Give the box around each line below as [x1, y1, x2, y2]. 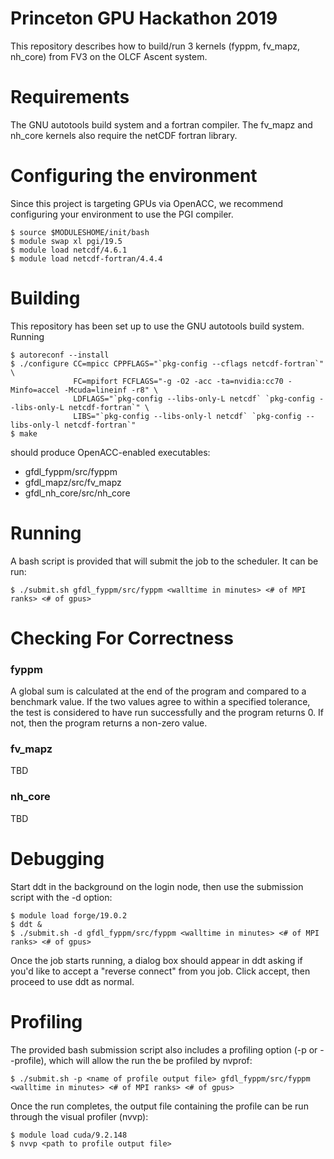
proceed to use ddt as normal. [10, 975, 135, 987]
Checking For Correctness [10, 627, 234, 649]
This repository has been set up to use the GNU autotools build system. [10, 320, 305, 332]
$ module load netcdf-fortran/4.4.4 [10, 253, 163, 264]
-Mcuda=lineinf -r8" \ [63, 385, 159, 395]
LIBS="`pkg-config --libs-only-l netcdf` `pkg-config [73, 411, 302, 421]
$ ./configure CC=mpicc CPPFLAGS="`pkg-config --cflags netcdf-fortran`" [10, 358, 325, 369]
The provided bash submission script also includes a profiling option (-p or [10, 1043, 318, 1056]
